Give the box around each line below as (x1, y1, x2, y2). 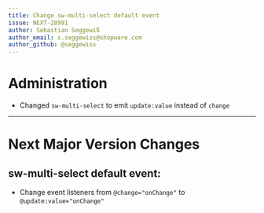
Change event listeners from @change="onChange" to (19, 188, 185, 197)
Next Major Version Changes (8, 135, 200, 153)
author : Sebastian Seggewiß (8, 26, 101, 34)
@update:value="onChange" (19, 197, 104, 205)
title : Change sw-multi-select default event (8, 11, 159, 20)
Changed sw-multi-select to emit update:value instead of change (19, 101, 230, 110)
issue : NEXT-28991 (8, 19, 68, 27)
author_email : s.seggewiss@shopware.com (8, 33, 143, 42)
